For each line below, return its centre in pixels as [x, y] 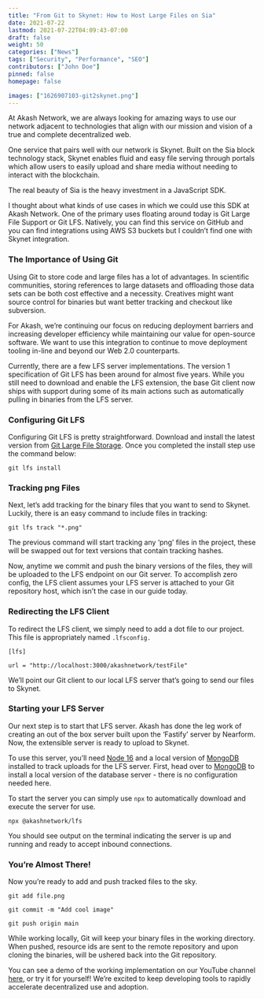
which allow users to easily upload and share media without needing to [123, 167]
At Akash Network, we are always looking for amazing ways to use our [122, 118]
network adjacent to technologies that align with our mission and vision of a [130, 126]
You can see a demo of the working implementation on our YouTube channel [132, 971]
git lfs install [35, 468]
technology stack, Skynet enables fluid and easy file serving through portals [132, 158]
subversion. [27, 310]
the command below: [42, 453]
